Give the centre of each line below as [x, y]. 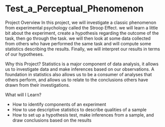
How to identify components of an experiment [59, 104]
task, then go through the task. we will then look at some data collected [78, 38]
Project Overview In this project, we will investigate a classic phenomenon [81, 22]
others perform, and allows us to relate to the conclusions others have [77, 80]
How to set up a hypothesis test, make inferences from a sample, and [83, 115]
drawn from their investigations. [38, 85]
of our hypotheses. [25, 54]
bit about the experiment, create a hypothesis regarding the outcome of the [82, 33]
